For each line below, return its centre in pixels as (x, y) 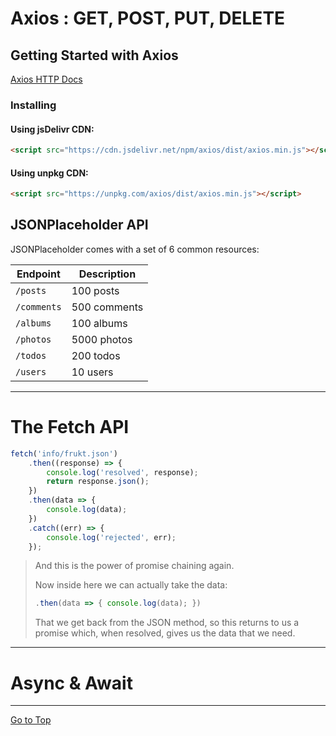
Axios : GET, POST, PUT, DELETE (148, 18)
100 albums (99, 323)
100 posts (95, 290)
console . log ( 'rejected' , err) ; (111, 537)
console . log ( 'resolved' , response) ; (122, 472)
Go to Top (31, 720)
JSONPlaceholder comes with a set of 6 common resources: (135, 249)
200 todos (96, 355)
